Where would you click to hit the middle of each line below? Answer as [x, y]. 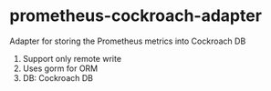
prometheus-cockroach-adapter [136, 16]
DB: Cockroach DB [58, 77]
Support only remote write [72, 58]
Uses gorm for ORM [60, 68]
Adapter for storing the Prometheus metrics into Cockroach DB [128, 41]
